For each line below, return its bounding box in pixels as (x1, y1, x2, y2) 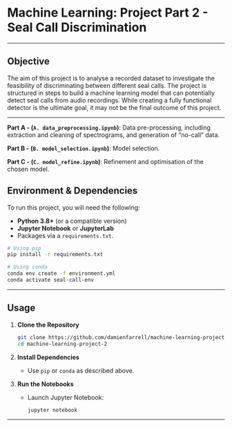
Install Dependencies (17, 353, 79, 361)
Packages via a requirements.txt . (17, 231, 114, 239)
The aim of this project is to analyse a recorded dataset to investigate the (7, 74, 215, 82)
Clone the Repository (17, 320, 79, 329)
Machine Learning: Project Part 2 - (7, 5, 209, 21)
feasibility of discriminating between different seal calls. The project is (7, 81, 207, 89)
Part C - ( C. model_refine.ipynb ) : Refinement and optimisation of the (7, 157, 204, 165)
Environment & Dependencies (7, 185, 138, 197)
